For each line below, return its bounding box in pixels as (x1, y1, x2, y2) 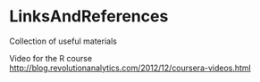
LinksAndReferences (9, 6, 169, 27)
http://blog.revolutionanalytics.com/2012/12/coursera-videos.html (9, 62, 252, 73)
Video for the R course (9, 53, 92, 63)
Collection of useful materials (9, 36, 118, 46)
